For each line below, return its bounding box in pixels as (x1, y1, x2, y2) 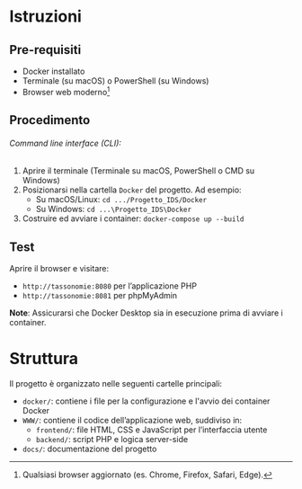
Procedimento (9, 112, 91, 128)
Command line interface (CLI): (9, 138, 121, 148)
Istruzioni (9, 6, 83, 27)
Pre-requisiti (9, 42, 82, 58)
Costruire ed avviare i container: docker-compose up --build (22, 213, 244, 224)
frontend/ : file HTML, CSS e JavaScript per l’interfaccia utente (35, 424, 268, 435)
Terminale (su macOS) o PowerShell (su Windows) (22, 76, 209, 86)
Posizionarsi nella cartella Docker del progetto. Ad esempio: (22, 184, 242, 195)
